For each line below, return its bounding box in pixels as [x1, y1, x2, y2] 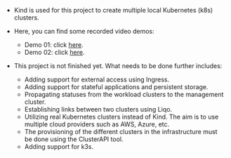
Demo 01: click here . [24, 41, 84, 48]
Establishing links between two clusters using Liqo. [24, 105, 173, 113]
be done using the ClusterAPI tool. [24, 135, 124, 143]
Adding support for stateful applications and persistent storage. [24, 83, 209, 91]
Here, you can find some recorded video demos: [13, 27, 154, 35]
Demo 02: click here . [24, 48, 85, 56]
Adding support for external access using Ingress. [24, 75, 170, 84]
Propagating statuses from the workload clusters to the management [24, 91, 224, 98]
